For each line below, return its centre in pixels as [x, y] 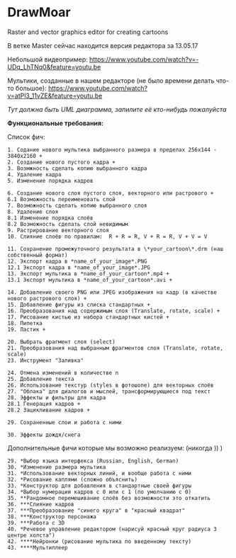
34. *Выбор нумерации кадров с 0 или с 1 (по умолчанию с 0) [100, 492]
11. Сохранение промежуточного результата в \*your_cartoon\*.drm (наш [115, 249]
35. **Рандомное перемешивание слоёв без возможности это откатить [109, 498]
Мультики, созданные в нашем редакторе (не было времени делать [111, 80]
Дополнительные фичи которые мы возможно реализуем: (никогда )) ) [115, 448]
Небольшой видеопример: [48, 59]
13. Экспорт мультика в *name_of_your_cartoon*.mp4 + [89, 273]
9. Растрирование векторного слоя [58, 230]
